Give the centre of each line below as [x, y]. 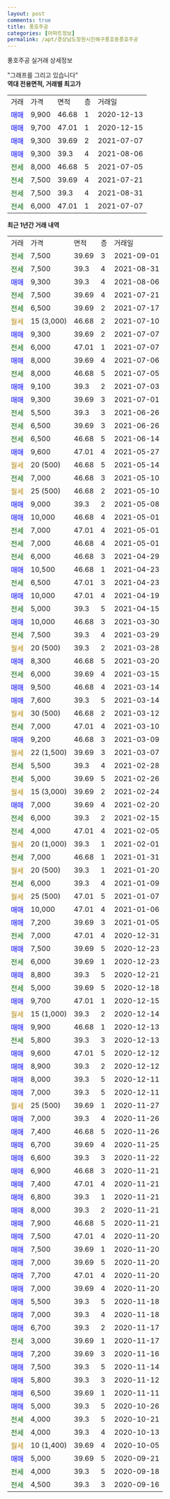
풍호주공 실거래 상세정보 [40, 61]
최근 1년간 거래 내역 [33, 225]
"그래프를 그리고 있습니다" [43, 75]
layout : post [26, 14]
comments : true [29, 20]
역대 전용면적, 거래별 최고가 [44, 84]
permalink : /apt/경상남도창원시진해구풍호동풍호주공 [73, 40]
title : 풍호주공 [28, 26]
